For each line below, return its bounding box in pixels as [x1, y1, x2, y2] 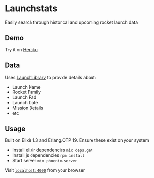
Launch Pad [12, 94, 37, 100]
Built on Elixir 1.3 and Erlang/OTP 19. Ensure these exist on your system [5, 137, 149, 143]
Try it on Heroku [5, 46, 38, 52]
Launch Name [12, 84, 41, 89]
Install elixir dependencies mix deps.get [12, 147, 93, 153]
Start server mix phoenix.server [12, 158, 78, 164]
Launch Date [12, 99, 38, 105]
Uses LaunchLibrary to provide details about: [5, 74, 96, 80]
